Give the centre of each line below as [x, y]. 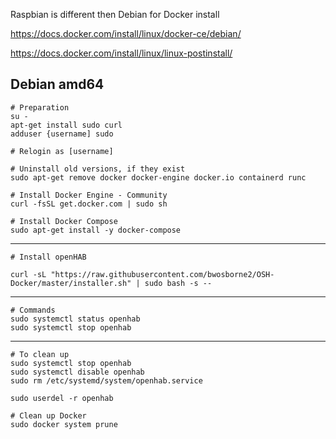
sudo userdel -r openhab [62, 398]
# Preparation [40, 107]
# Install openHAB [48, 257]
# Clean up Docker [48, 415]
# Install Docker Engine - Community [89, 195]
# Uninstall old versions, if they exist [98, 169]
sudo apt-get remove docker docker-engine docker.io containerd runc [158, 177]
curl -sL [28, 274]
